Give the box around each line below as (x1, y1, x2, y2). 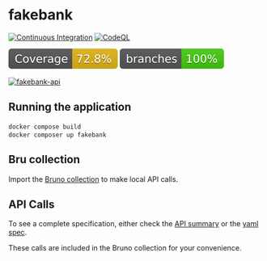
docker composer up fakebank (8, 131, 107, 139)
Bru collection (8, 153, 81, 166)
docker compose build (8, 123, 82, 131)
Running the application (8, 100, 132, 114)
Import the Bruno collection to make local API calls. (8, 174, 179, 183)
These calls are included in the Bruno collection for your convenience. (8, 243, 242, 253)
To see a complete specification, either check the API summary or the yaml (8, 219, 259, 229)
